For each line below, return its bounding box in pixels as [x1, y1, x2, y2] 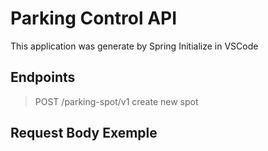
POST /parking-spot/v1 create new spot [34, 95, 199, 107]
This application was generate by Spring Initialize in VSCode [10, 40, 259, 52]
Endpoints [10, 69, 76, 86]
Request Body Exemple [10, 125, 158, 142]
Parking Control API [10, 7, 178, 30]
